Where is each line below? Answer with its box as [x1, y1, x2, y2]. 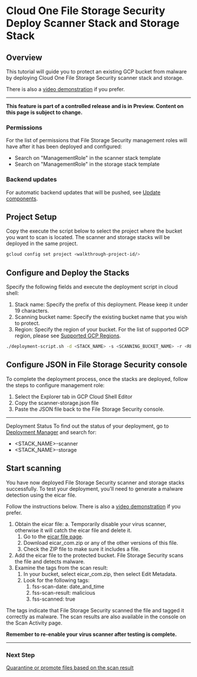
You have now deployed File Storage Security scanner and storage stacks [6, 479, 185, 486]
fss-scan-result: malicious [32, 589, 96, 596]
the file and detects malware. [14, 558, 85, 565]
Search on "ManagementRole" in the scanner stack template [14, 155, 161, 162]
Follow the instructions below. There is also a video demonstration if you [6, 502, 181, 510]
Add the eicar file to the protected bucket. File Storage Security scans [14, 551, 184, 559]
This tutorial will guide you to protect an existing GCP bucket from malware [6, 68, 187, 75]
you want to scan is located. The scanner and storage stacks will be [6, 234, 170, 241]
